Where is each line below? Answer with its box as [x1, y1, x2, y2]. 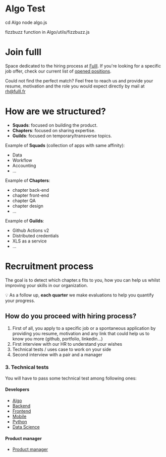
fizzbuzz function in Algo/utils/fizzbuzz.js [5, 29, 90, 35]
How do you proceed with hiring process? [5, 312, 137, 320]
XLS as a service [12, 238, 47, 244]
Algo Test [5, 3, 46, 14]
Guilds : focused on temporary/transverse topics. [12, 133, 112, 139]
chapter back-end [12, 187, 50, 193]
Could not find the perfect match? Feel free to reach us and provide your [5, 77, 154, 83]
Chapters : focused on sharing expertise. [12, 127, 96, 133]
